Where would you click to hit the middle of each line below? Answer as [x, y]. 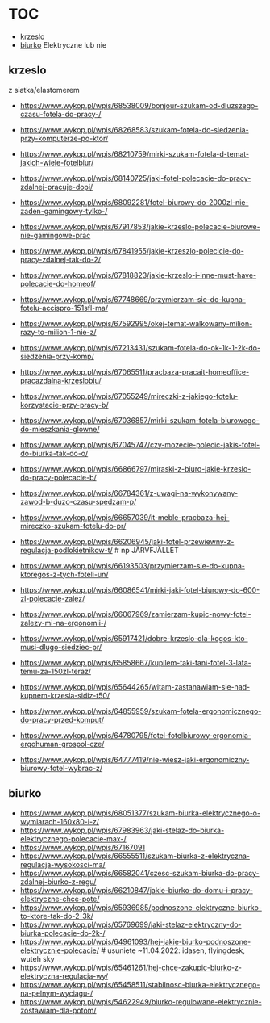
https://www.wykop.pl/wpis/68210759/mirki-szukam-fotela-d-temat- [135, 153]
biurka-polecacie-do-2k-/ [63, 933]
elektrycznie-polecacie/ [59, 950]
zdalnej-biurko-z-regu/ [58, 882]
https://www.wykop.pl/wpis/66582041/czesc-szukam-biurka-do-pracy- [139, 873]
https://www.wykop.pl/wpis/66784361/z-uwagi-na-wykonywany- [129, 493]
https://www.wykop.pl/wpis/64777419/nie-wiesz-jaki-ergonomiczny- [135, 759]
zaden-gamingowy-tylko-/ [64, 211]
